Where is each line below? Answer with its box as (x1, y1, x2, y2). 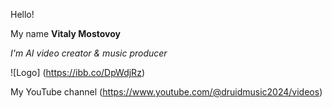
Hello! (10, 9, 35, 20)
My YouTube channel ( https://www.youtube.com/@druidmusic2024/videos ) (10, 86, 323, 98)
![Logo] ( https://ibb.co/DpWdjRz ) (10, 67, 145, 78)
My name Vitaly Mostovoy (10, 28, 121, 39)
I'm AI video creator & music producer (10, 47, 168, 59)
